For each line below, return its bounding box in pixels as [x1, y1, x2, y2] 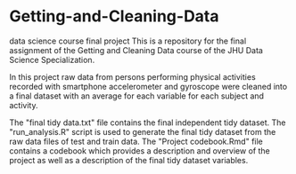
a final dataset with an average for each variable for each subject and [9, 91, 265, 101]
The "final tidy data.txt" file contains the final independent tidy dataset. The [9, 117, 286, 128]
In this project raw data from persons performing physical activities [9, 71, 256, 82]
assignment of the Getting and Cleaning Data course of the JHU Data [9, 44, 263, 55]
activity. [9, 99, 38, 110]
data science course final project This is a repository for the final [9, 36, 247, 46]
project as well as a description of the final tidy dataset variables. [9, 154, 249, 165]
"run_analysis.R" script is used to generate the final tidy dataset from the [9, 126, 276, 137]
